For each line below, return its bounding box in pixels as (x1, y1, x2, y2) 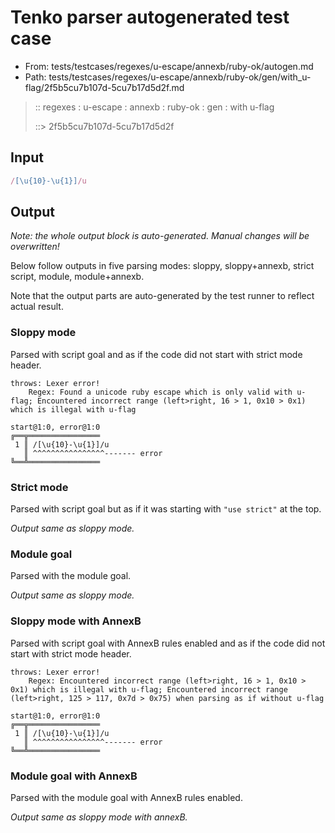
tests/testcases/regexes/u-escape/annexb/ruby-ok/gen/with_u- (48, 71, 312, 83)
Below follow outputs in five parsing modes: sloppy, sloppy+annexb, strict (10, 260, 315, 272)
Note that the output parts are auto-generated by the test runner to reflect (10, 290, 315, 302)
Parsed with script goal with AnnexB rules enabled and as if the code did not (10, 637, 326, 649)
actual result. (10, 301, 64, 313)
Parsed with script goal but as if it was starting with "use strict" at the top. (10, 503, 322, 515)
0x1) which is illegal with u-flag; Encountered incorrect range (10, 684, 288, 695)
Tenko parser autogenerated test (10, 6, 290, 29)
